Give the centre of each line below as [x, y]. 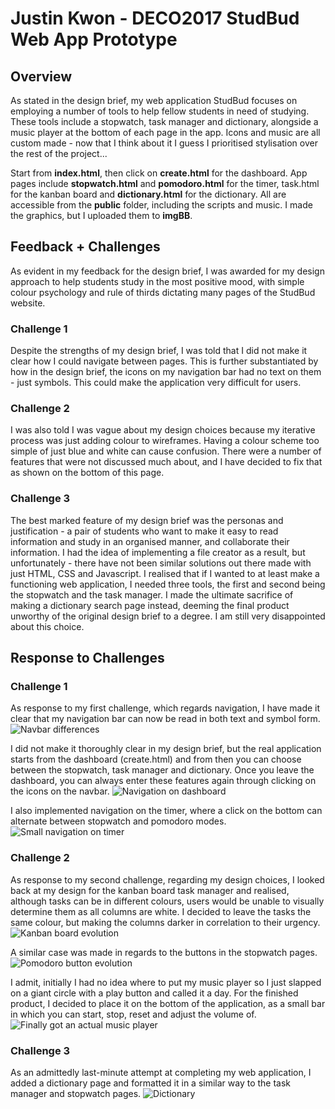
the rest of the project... [59, 153]
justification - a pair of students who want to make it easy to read [144, 531]
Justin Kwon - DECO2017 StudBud [155, 18]
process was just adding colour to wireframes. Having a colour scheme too [165, 441]
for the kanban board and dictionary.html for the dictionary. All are [148, 194]
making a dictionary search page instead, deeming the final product [150, 605]
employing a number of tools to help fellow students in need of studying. [160, 111]
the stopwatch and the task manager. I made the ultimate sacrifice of [152, 594]
